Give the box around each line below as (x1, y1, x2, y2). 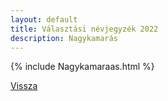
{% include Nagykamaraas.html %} (10, 61, 155, 73)
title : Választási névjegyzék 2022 (10, 24, 159, 34)
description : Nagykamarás (10, 33, 118, 43)
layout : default (10, 14, 78, 25)
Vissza (10, 80, 38, 92)
